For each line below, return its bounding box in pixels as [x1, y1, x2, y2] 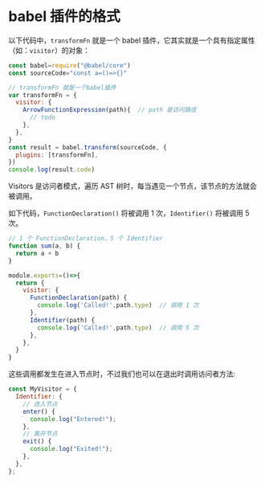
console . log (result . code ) [8, 166, 95, 174]
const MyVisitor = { [8, 385, 78, 394]
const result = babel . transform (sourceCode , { [8, 143, 167, 151]
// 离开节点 [22, 430, 58, 438]
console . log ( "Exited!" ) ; [29, 445, 113, 453]
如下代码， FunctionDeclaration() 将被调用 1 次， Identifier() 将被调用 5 [8, 208, 250, 218]
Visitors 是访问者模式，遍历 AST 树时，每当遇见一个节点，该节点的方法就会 [8, 182, 257, 191]
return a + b [15, 249, 59, 257]
